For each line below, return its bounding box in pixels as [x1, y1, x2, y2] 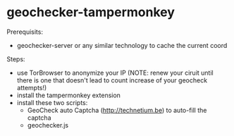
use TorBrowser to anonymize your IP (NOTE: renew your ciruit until [16, 68, 214, 77]
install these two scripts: [16, 98, 88, 106]
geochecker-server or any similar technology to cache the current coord [16, 41, 228, 49]
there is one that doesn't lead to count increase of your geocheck [16, 75, 208, 85]
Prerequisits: [6, 27, 44, 36]
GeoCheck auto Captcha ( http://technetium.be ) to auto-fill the [27, 106, 207, 114]
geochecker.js [27, 120, 68, 129]
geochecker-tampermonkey [6, 4, 175, 20]
